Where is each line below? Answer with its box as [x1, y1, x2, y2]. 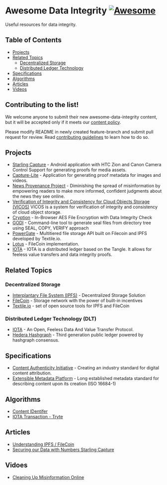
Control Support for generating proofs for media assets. [12, 167, 127, 173]
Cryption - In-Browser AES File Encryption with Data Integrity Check [12, 215, 153, 221]
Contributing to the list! [5, 101, 79, 109]
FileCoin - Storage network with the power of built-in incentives [12, 298, 143, 304]
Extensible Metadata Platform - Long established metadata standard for [12, 375, 159, 381]
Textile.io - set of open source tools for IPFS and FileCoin [12, 303, 130, 309]
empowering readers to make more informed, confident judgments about [12, 188, 162, 194]
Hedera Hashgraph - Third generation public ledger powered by [12, 332, 144, 338]
